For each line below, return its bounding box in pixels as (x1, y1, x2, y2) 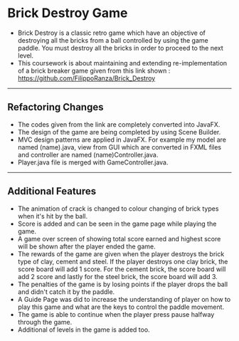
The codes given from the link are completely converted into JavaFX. (17, 120, 221, 129)
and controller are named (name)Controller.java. (17, 150, 159, 159)
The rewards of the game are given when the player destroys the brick (17, 249, 225, 258)
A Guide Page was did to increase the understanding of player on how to (17, 295, 231, 303)
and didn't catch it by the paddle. (17, 287, 115, 296)
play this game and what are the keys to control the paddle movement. (17, 303, 225, 311)
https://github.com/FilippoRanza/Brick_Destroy (17, 73, 156, 83)
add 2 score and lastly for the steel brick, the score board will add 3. (17, 272, 218, 280)
